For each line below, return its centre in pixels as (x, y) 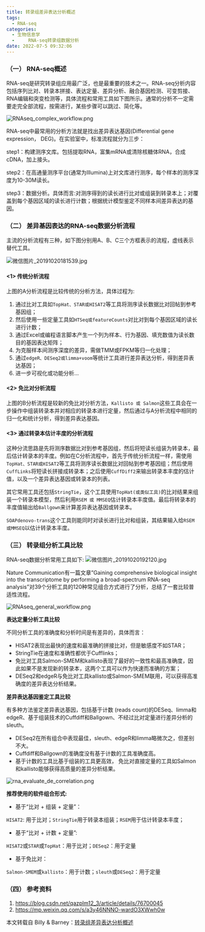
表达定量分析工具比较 (33, 619)
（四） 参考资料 (29, 889)
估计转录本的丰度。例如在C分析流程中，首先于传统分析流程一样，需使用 (102, 456)
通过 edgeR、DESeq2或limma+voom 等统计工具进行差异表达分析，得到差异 (102, 358)
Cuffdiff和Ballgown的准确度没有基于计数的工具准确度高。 (87, 754)
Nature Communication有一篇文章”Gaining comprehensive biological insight (102, 573)
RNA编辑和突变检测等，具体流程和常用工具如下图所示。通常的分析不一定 (98, 99)
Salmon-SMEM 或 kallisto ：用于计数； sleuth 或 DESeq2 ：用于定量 (83, 872)
